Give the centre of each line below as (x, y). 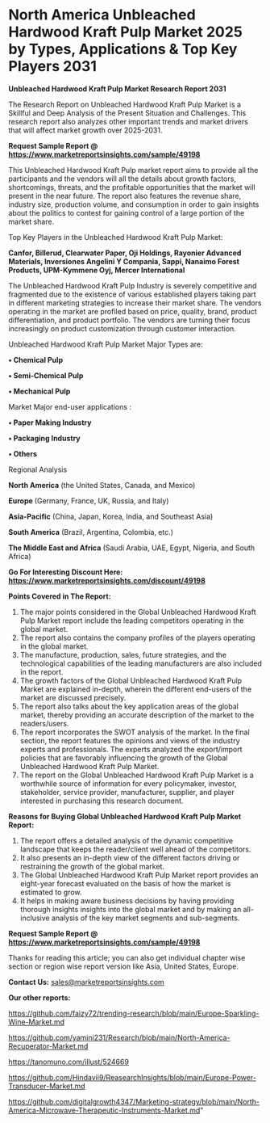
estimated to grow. (51, 892)
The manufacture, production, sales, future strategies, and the (123, 654)
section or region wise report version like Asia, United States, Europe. (124, 966)
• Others (23, 453)
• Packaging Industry (44, 438)
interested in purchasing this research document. (102, 801)
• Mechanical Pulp (39, 391)
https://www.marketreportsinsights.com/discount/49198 (107, 580)
